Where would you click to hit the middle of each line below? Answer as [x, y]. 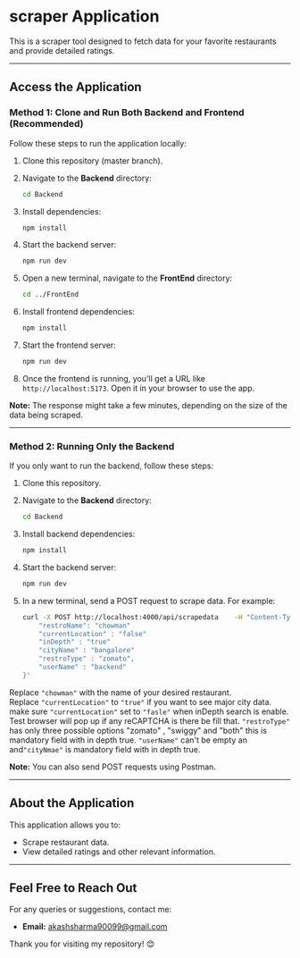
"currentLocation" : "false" [93, 634]
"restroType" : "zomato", [87, 659]
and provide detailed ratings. [62, 50]
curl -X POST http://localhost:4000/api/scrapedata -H [132, 617]
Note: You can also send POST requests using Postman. [113, 767]
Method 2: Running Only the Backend [92, 446]
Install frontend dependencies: [79, 312]
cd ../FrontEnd [50, 295]
